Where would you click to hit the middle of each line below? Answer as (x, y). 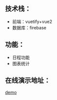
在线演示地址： (28, 81)
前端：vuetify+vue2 (32, 22)
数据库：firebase (29, 27)
